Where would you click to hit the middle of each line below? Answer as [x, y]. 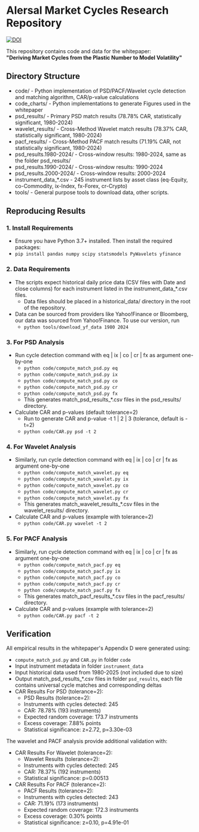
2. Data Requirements [38, 269]
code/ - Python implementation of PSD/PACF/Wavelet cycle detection [100, 91]
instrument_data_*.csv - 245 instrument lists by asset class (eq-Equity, [101, 179]
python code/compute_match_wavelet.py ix [76, 479]
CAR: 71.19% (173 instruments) [61, 803]
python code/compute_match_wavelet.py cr [76, 492]
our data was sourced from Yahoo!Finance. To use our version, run [97, 320]
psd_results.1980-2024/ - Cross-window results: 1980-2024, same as [100, 154]
